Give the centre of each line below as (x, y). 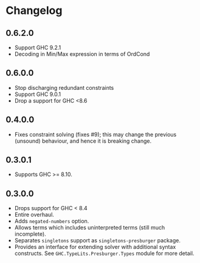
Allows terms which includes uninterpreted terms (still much (90, 228)
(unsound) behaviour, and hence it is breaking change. (83, 141)
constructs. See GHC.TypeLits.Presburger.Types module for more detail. (104, 253)
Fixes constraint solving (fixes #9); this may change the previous (95, 134)
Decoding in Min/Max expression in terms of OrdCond (82, 54)
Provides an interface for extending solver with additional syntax (95, 247)
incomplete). (30, 234)
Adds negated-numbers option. (52, 221)
